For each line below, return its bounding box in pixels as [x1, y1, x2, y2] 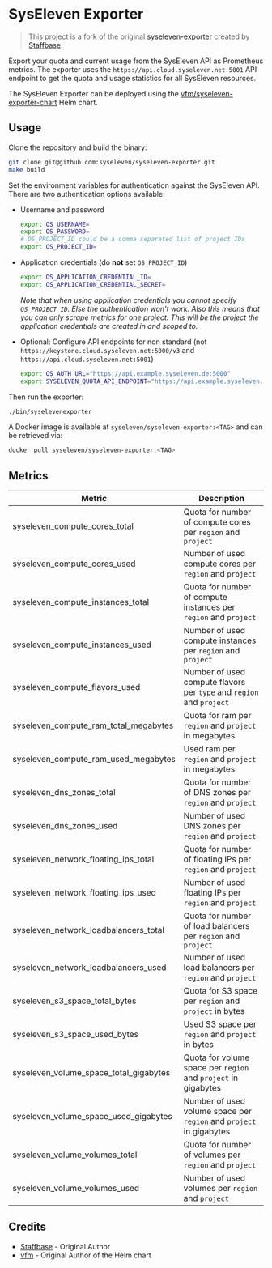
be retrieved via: [8, 431, 63, 440]
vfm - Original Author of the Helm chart [19, 1250, 151, 1260]
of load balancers [183, 921, 250, 932]
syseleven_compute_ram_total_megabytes [12, 720, 174, 731]
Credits [8, 1220, 47, 1234]
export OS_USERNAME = [19, 220, 90, 228]
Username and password [19, 204, 104, 215]
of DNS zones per [183, 787, 251, 798]
